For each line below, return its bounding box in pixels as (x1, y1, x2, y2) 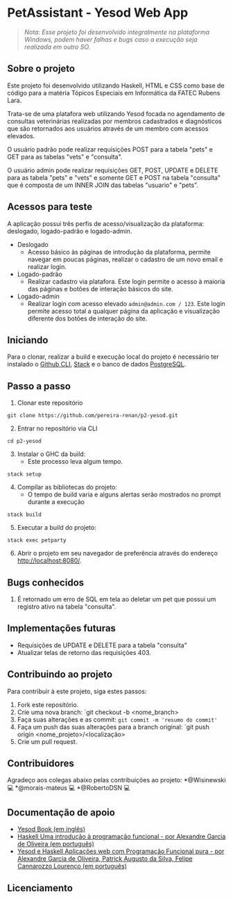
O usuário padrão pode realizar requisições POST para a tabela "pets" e (7, 145, 213, 154)
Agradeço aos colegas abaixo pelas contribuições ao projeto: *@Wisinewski (7, 776, 226, 784)
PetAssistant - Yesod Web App (7, 5, 189, 21)
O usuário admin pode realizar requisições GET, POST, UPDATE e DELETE (7, 165, 218, 175)
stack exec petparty (7, 537, 67, 544)
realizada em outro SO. (24, 42, 91, 51)
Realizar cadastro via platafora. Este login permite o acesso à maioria (27, 277, 225, 286)
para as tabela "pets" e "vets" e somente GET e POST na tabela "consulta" (7, 173, 221, 181)
